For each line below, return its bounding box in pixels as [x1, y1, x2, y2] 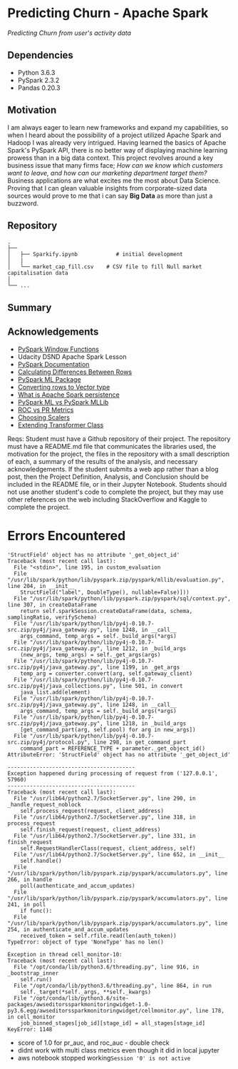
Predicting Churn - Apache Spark [7, 5, 209, 21]
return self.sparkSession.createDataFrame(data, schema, [20, 607, 193, 614]
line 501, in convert [118, 682, 183, 689]
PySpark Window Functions [17, 345, 100, 353]
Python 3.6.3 [17, 68, 56, 76]
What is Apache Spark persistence [17, 390, 120, 399]
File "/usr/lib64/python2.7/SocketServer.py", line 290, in [14, 794, 196, 802]
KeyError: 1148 [7, 1025, 53, 1033]
